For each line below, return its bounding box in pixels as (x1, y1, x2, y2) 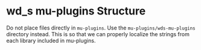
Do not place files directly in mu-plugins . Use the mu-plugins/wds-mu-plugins (6, 24, 196, 31)
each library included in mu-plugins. (6, 37, 96, 44)
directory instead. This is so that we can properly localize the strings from (6, 30, 190, 37)
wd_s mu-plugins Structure (6, 4, 146, 18)
